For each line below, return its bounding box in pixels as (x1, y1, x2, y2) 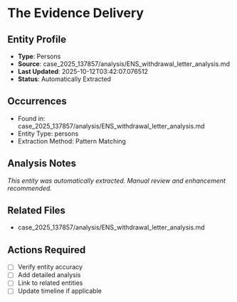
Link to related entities (17, 279, 83, 287)
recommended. (7, 183, 52, 193)
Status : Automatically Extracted (17, 75, 112, 83)
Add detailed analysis (17, 271, 81, 279)
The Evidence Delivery (7, 5, 144, 21)
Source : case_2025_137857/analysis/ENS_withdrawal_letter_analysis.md (17, 60, 230, 68)
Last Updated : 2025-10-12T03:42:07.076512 (17, 68, 148, 75)
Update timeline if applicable (17, 286, 102, 296)
